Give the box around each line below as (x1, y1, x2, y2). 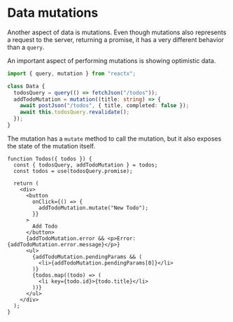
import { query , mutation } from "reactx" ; (7, 70, 136, 77)
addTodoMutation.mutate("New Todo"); (38, 204, 149, 211)
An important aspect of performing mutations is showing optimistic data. (7, 56, 216, 64)
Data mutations (7, 5, 99, 21)
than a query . (7, 43, 45, 51)
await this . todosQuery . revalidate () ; (20, 108, 130, 116)
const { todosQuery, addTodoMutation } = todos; (13, 161, 158, 169)
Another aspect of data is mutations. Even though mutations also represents (7, 28, 227, 36)
